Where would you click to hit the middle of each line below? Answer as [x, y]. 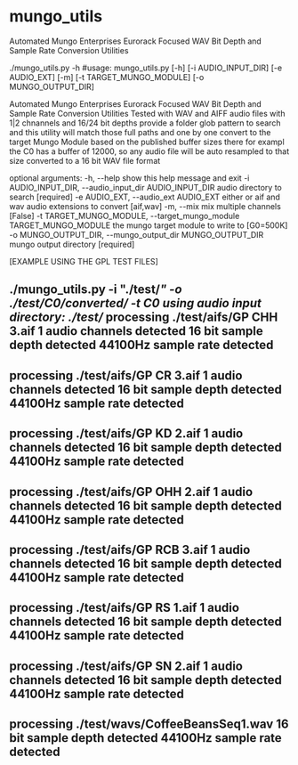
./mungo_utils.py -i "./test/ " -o [96, 290]
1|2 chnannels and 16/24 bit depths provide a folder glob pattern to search [145, 123]
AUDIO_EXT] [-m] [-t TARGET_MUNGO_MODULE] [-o [107, 77]
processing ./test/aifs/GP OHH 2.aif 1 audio [131, 492]
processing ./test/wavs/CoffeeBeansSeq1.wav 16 [149, 724]
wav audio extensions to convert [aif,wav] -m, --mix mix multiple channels [145, 206]
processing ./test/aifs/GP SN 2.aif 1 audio [126, 666]
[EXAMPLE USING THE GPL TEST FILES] [84, 261]
